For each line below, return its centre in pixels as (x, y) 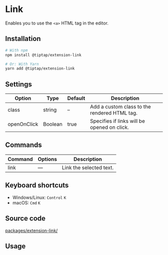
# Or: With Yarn (22, 64)
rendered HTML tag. (113, 113)
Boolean (53, 124)
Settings (19, 84)
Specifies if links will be (117, 121)
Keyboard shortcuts (37, 185)
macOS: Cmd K (26, 202)
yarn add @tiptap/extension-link (40, 68)
